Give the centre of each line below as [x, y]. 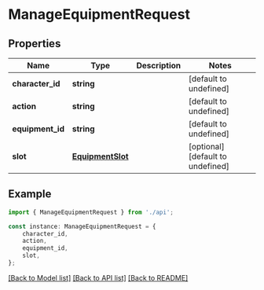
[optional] [207, 147]
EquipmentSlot [100, 156]
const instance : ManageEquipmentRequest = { [82, 226]
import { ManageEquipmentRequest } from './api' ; [91, 212]
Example [30, 194]
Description [159, 66]
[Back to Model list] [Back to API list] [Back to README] [98, 277]
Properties [35, 44]
